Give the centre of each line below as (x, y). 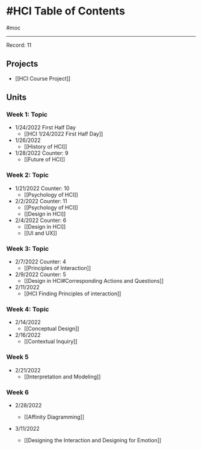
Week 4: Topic (28, 309)
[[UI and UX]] (40, 233)
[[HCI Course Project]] (43, 78)
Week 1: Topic (27, 114)
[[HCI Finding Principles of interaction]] (72, 294)
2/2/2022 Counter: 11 (41, 201)
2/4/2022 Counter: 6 (41, 220)
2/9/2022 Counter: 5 (40, 274)
